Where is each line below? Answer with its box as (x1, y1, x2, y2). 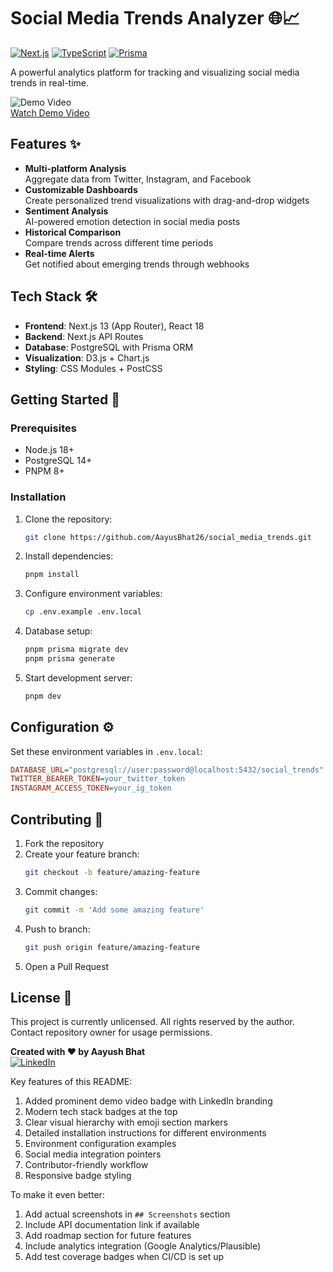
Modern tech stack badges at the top (24, 1106, 178, 1118)
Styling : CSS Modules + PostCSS (24, 362, 163, 374)
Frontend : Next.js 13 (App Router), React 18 (24, 320, 205, 332)
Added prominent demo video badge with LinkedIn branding (24, 1095, 273, 1107)
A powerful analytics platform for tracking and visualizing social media (10, 66, 300, 78)
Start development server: (24, 671, 133, 684)
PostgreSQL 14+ (24, 455, 93, 467)
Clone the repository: (24, 513, 113, 525)
